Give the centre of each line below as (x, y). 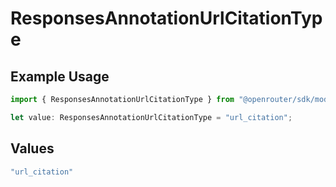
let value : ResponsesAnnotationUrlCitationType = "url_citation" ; (151, 117)
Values (32, 148)
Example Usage (60, 76)
